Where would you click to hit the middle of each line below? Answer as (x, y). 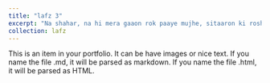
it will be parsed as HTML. (51, 71)
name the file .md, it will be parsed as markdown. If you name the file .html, (133, 62)
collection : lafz (37, 31)
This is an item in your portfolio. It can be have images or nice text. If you (129, 54)
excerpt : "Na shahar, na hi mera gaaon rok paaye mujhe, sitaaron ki (127, 23)
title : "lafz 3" (35, 16)
